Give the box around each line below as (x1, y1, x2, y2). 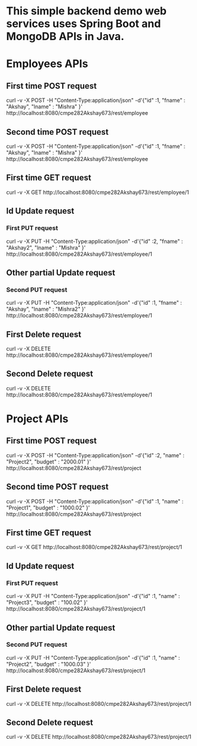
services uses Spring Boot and (6, 17, 161, 31)
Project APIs (6, 412, 69, 426)
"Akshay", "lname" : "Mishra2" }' (6, 305, 86, 313)
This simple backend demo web (6, 4, 167, 18)
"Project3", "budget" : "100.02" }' (6, 599, 88, 606)
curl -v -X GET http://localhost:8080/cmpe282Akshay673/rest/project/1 (6, 544, 183, 551)
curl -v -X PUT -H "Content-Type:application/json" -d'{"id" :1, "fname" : (6, 299, 182, 307)
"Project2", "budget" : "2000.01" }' (6, 458, 91, 465)
